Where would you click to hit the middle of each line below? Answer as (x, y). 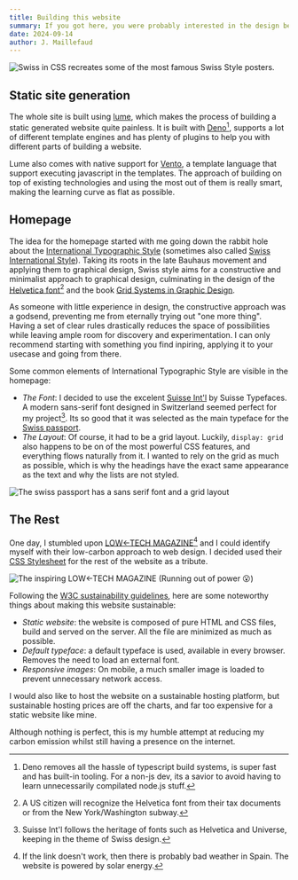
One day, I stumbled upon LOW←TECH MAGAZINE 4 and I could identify (140, 542)
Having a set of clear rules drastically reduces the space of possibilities (140, 326)
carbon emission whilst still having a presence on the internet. (122, 742)
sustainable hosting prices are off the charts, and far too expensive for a (141, 705)
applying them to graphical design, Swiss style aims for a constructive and (145, 269)
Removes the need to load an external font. (101, 660)
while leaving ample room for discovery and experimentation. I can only (140, 335)
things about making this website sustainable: (93, 605)
